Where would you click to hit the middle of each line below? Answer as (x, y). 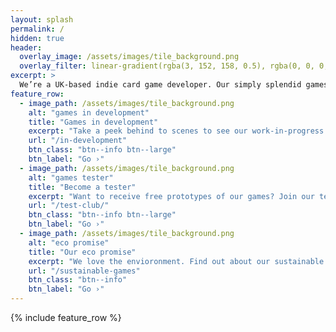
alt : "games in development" (89, 112)
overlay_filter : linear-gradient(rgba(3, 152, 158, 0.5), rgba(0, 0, (167, 66)
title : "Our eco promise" (82, 252)
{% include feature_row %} (66, 317)
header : (26, 47)
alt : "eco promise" (69, 242)
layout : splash (42, 19)
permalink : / (37, 29)
